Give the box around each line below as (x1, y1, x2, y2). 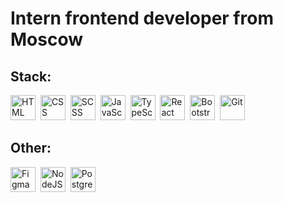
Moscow (10, 28, 84, 51)
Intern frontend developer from (10, 7, 274, 30)
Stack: (10, 68, 52, 85)
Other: (10, 140, 52, 157)
